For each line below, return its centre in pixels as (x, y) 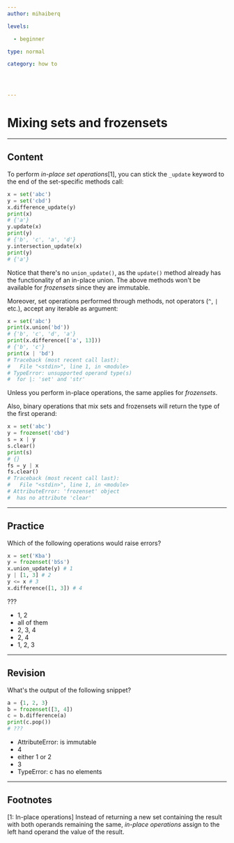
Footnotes (30, 800)
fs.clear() (23, 472)
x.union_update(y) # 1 (40, 569)
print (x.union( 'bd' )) (39, 328)
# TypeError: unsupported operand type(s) (70, 373)
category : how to (32, 64)
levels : (18, 26)
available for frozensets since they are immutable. (79, 288)
